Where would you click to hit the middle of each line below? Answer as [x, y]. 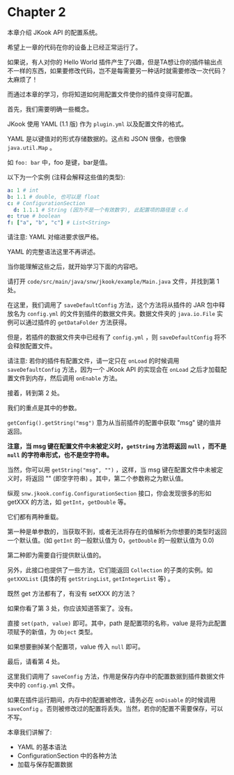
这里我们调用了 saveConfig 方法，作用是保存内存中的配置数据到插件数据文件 [116, 677]
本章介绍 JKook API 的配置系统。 [54, 32]
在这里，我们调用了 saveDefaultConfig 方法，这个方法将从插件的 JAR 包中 [113, 305]
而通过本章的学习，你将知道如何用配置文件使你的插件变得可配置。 [102, 94]
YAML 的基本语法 [42, 747]
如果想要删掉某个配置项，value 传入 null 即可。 [76, 647]
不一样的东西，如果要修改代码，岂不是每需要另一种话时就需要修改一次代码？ [117, 70]
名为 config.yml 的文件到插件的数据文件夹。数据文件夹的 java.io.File [114, 314]
